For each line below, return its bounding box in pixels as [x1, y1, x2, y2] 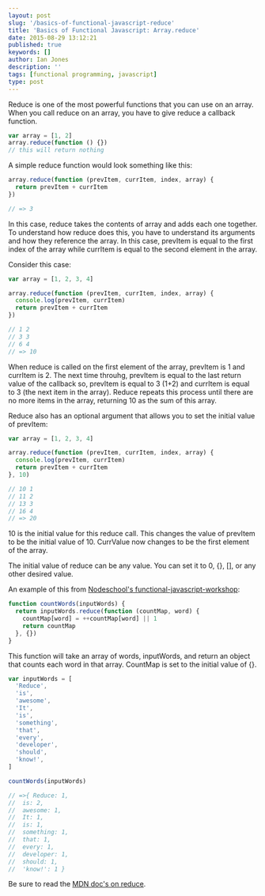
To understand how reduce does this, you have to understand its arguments [8, 227, 256, 237]
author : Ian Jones [8, 56, 69, 64]
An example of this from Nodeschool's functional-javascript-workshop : [8, 584, 240, 594]
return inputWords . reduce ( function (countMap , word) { [15, 607, 200, 615]
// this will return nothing [8, 146, 104, 154]
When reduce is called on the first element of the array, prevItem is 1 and [8, 361, 245, 372]
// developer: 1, [8, 850, 69, 858]
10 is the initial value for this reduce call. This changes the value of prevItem [8, 529, 256, 539]
